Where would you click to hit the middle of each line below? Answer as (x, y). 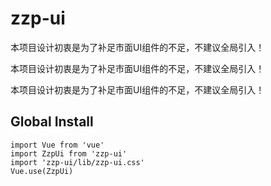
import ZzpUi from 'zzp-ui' (69, 153)
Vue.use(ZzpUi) (42, 171)
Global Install (52, 122)
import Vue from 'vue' (57, 145)
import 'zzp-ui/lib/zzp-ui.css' (77, 162)
